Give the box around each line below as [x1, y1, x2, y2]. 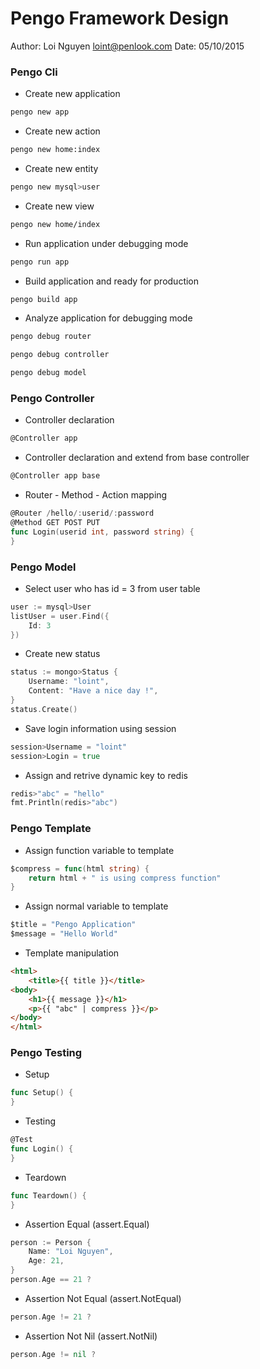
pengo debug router [10, 332, 92, 342]
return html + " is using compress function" [28, 873, 222, 883]
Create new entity [24, 162, 99, 174]
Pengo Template [10, 822, 92, 836]
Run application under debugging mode [24, 237, 189, 249]
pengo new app [10, 107, 70, 117]
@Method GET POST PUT [10, 518, 101, 528]
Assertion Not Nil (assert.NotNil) [24, 1330, 158, 1342]
